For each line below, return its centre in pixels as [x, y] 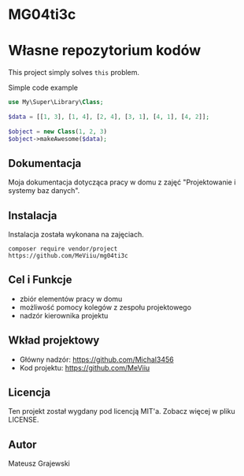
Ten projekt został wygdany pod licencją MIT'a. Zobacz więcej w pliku [122, 411]
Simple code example [43, 87]
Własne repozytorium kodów [105, 51]
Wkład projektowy [54, 340]
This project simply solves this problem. [74, 73]
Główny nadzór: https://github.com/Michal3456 [97, 359]
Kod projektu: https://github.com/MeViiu [85, 367]
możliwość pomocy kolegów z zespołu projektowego [105, 307]
